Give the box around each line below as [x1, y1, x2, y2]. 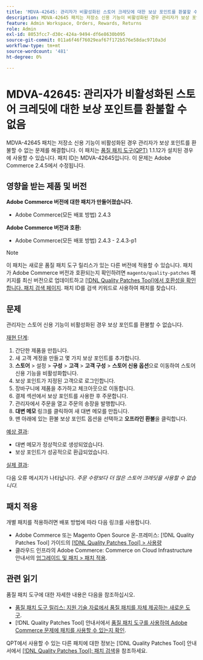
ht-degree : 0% [6, 54, 42, 60]
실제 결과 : [6, 462, 29, 469]
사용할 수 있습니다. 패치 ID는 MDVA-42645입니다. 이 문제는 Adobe [12, 154, 171, 161]
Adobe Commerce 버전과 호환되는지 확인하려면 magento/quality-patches [12, 269, 190, 277]
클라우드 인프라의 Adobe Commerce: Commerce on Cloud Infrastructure [14, 547, 193, 554]
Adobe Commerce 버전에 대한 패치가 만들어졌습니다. [6, 198, 133, 206]
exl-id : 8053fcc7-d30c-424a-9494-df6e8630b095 [6, 32, 126, 38]
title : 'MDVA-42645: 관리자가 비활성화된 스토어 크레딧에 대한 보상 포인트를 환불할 [6, 8, 192, 15]
